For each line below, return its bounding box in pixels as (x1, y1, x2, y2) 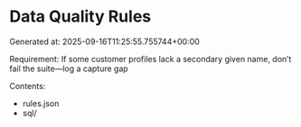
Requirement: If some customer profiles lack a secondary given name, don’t (9, 53, 292, 64)
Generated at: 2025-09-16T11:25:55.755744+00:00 (9, 36, 201, 47)
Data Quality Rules (9, 6, 152, 27)
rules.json (22, 97, 60, 109)
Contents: (9, 80, 46, 91)
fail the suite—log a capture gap (9, 63, 128, 74)
